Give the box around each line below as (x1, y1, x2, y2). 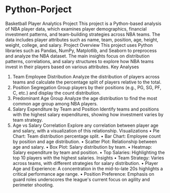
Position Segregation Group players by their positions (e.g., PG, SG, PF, (12, 84, 161, 90)
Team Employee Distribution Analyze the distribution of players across (12, 73, 160, 79)
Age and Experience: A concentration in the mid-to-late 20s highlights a (12, 166, 163, 172)
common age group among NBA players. (12, 100, 98, 106)
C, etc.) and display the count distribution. (12, 90, 100, 96)
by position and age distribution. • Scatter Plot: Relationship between (12, 139, 157, 145)
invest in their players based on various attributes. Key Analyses (5, 64, 140, 70)
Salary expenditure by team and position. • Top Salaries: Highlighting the (12, 149, 165, 155)
